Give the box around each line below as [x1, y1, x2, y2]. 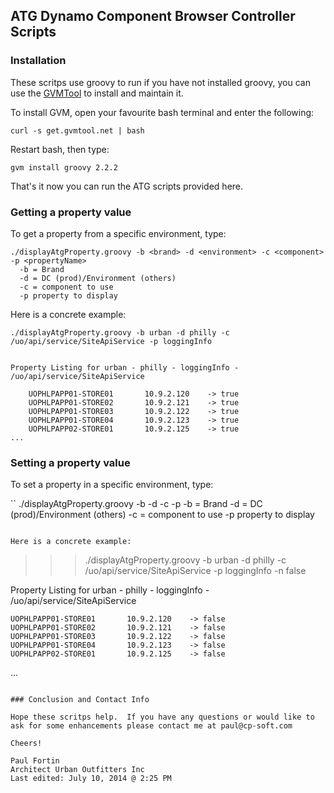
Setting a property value [10, 455, 131, 469]
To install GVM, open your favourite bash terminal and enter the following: [10, 106, 315, 118]
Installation [10, 54, 67, 68]
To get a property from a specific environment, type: [10, 227, 227, 239]
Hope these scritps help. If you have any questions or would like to [10, 712, 315, 723]
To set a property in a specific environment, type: [10, 479, 214, 491]
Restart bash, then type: [10, 143, 110, 155]
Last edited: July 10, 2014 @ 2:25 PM [10, 774, 172, 784]
